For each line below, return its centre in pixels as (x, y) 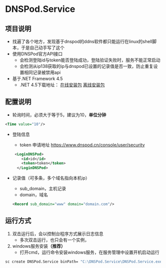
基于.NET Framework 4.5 (38, 79)
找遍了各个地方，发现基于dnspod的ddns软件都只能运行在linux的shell (82, 41)
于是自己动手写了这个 (43, 48)
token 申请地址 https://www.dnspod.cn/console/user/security (82, 145)
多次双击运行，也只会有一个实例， (54, 240)
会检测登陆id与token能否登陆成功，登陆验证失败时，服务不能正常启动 (90, 60)
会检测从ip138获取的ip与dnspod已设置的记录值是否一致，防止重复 (86, 66)
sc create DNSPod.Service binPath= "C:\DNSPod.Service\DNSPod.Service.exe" (85, 262)
